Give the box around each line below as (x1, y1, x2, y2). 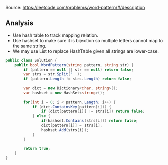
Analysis (5, 19, 34, 27)
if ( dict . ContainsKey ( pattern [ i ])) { (32, 104, 112, 109)
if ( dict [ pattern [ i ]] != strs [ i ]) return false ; (41, 109, 145, 114)
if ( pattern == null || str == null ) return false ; (23, 67, 134, 72)
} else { (32, 114, 51, 119)
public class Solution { (5, 58, 57, 63)
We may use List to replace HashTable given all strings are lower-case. (12, 48, 159, 54)
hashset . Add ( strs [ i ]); (41, 127, 89, 132)
